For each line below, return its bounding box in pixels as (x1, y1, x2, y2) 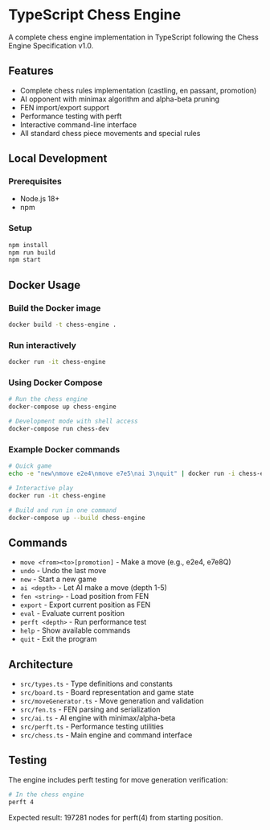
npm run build (8, 248, 56, 257)
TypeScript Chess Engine (8, 6, 182, 24)
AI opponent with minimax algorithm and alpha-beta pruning (19, 94, 219, 104)
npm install (8, 241, 48, 249)
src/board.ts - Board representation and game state (19, 688, 194, 697)
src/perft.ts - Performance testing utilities (19, 722, 164, 732)
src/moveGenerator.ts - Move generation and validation (19, 696, 204, 706)
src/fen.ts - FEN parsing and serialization (19, 704, 161, 714)
